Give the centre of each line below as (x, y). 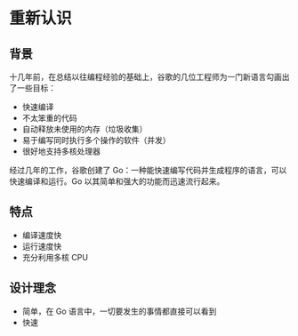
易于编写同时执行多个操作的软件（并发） (96, 140)
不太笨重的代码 (49, 118)
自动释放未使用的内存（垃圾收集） (85, 129)
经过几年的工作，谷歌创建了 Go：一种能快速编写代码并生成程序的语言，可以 (148, 170)
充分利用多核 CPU (55, 257)
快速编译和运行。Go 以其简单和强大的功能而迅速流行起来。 (117, 181)
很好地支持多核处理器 (61, 151)
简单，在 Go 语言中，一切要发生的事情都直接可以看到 (119, 311)
